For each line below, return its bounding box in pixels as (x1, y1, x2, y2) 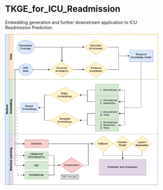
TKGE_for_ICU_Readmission (5, 3, 120, 15)
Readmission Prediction (5, 24, 52, 30)
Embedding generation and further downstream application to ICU (5, 19, 137, 25)
